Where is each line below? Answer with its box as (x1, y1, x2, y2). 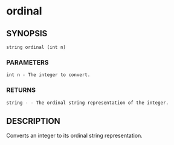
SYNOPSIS (6, 28, 48, 39)
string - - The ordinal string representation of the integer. (6, 100, 169, 106)
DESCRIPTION (6, 116, 60, 126)
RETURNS (6, 86, 36, 94)
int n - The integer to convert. (6, 72, 91, 78)
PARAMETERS (6, 58, 49, 66)
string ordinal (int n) (6, 44, 66, 50)
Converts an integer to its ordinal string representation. (6, 132, 143, 140)
